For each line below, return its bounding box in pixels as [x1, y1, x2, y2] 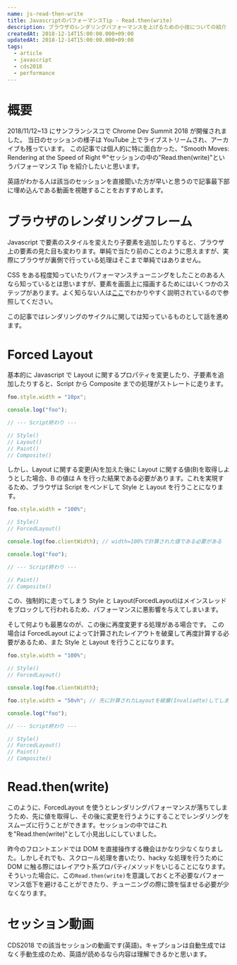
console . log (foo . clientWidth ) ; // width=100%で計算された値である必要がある [7, 538, 222, 545]
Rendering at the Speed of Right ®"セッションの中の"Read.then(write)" [7, 153, 213, 162]
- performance [13, 69, 55, 76]
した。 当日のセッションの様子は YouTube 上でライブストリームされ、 [7, 136, 211, 144]
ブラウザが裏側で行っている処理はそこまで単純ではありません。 [19, 256, 205, 264]
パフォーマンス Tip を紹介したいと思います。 [13, 162, 143, 170]
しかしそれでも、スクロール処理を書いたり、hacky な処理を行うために [19, 853, 224, 862]
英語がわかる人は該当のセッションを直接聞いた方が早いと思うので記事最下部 [7, 177, 230, 186]
